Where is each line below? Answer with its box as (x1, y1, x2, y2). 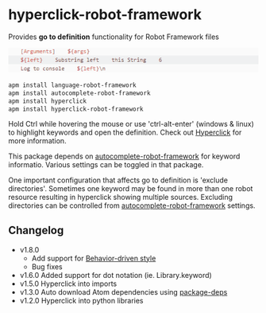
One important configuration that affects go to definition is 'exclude (8, 175, 229, 185)
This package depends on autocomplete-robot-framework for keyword (8, 151, 241, 161)
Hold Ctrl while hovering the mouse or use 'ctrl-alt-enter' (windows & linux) (8, 119, 254, 128)
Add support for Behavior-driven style (31, 253, 156, 263)
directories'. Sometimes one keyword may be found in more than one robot (8, 183, 253, 193)
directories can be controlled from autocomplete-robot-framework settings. (8, 201, 256, 210)
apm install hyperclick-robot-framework (8, 105, 145, 113)
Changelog (8, 224, 64, 237)
